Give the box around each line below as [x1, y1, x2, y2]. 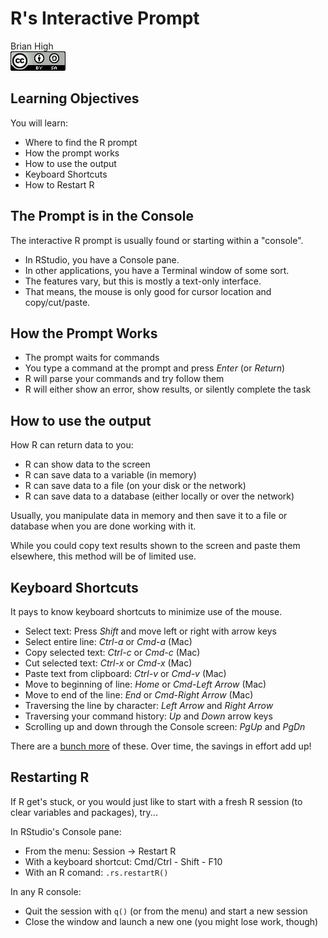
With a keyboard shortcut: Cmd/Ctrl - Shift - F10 [24, 855, 223, 867]
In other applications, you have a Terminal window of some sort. [24, 264, 290, 276]
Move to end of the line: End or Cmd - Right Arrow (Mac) [24, 689, 254, 701]
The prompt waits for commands [24, 352, 160, 364]
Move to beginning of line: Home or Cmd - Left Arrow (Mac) [24, 678, 267, 690]
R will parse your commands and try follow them [24, 373, 225, 385]
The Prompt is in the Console [10, 208, 194, 225]
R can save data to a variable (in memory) [24, 469, 197, 481]
